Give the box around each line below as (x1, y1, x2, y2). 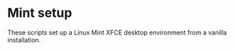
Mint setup (7, 5, 72, 21)
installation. (7, 35, 41, 44)
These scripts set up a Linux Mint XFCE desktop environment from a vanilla (7, 28, 227, 37)
